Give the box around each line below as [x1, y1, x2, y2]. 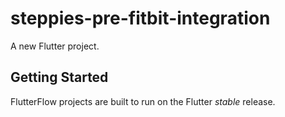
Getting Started [10, 69, 109, 86]
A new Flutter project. [10, 40, 100, 52]
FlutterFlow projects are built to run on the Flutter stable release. [10, 95, 276, 107]
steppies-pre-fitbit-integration [10, 7, 271, 30]
